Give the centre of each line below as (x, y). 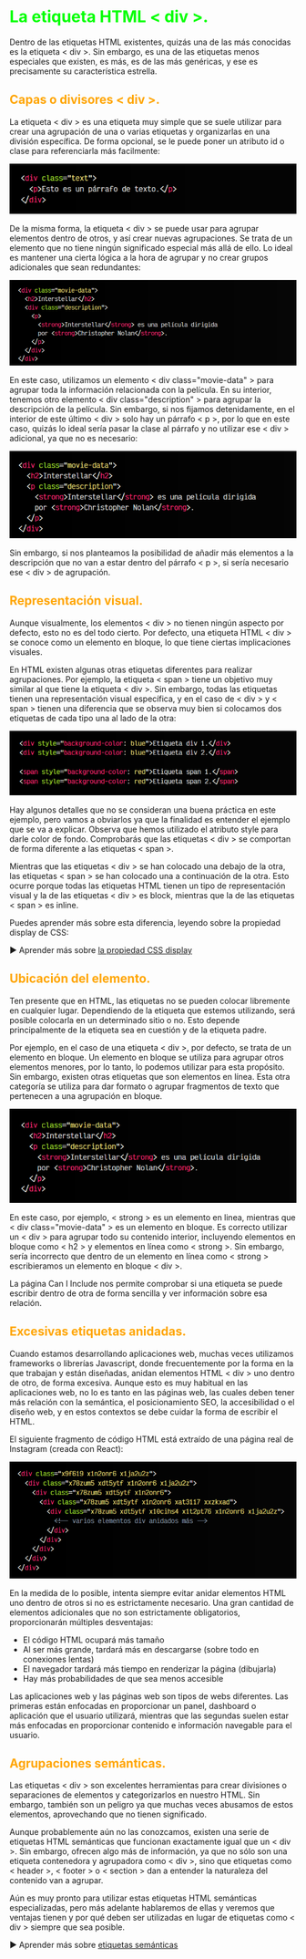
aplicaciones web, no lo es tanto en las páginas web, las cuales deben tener (152, 1392)
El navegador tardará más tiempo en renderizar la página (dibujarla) (149, 1669)
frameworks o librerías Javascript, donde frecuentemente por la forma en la (152, 1363)
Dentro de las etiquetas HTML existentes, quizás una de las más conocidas (150, 42)
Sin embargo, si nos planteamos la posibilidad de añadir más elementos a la (152, 553)
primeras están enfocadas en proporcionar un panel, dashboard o (133, 1705)
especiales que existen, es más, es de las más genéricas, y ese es (133, 61)
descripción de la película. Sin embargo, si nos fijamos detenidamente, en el (153, 409)
